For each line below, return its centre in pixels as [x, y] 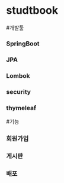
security [19, 91]
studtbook [32, 10]
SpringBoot [23, 44]
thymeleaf [21, 108]
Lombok [18, 75]
